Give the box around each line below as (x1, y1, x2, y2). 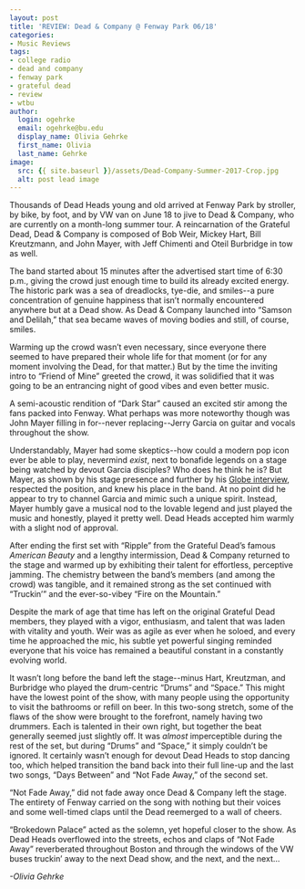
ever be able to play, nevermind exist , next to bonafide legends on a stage (9, 455, 287, 465)
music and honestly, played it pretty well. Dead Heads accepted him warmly (9, 513, 294, 524)
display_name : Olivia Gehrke (17, 132, 128, 141)
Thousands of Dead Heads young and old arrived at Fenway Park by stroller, (9, 200, 296, 211)
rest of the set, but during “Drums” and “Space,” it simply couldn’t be (9, 740, 269, 751)
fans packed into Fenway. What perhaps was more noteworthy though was (9, 408, 290, 419)
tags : (9, 47, 30, 57)
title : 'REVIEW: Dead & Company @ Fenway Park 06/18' (9, 22, 219, 31)
